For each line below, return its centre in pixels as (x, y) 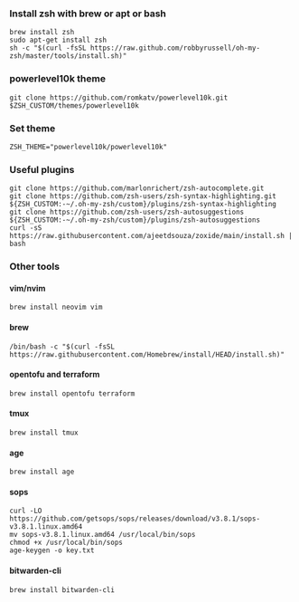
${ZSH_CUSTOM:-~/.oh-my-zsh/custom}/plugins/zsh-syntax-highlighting (143, 205)
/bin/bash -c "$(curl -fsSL (62, 347)
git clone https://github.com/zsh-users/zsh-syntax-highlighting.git (143, 196)
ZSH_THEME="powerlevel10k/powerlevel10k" (89, 147)
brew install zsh (42, 33)
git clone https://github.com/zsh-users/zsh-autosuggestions (127, 212)
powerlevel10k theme (58, 79)
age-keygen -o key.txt (52, 550)
